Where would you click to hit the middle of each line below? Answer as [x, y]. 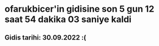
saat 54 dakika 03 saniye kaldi [68, 19]
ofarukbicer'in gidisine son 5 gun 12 [79, 9]
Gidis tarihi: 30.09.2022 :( [45, 37]
